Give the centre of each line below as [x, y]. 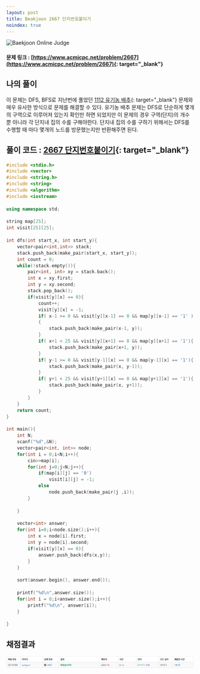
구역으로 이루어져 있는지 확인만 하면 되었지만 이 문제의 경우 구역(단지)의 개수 [101, 115]
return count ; [34, 410]
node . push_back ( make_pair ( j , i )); [92, 492]
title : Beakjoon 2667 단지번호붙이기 [49, 19]
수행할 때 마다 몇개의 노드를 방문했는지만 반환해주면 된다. [72, 129]
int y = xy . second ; [52, 285]
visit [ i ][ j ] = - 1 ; [72, 480]
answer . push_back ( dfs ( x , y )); [74, 555]
